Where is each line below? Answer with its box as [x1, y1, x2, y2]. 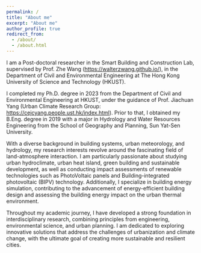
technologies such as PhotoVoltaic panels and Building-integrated [6, 172, 170, 179]
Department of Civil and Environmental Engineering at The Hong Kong [6, 72, 180, 79]
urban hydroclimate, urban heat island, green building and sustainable [6, 159, 180, 166]
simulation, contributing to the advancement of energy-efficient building [6, 184, 185, 192]
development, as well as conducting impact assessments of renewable [6, 165, 182, 172]
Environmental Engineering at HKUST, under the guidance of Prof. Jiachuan [6, 96, 194, 103]
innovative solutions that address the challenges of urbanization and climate [6, 228, 196, 236]
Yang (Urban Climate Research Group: [6, 102, 101, 110]
